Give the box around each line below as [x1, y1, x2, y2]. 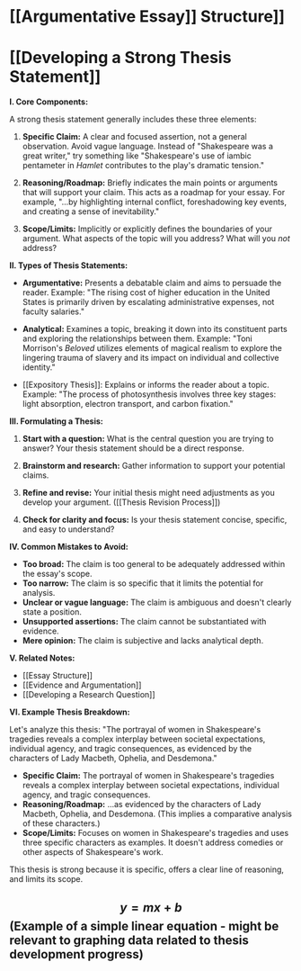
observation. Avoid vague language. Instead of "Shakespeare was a [22, 141, 274, 152]
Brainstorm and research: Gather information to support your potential [22, 461, 286, 472]
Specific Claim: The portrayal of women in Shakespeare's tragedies [22, 770, 275, 781]
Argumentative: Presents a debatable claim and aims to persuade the [22, 277, 282, 289]
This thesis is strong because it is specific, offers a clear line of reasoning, [9, 864, 285, 875]
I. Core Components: [9, 96, 88, 107]
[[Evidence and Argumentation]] [22, 679, 142, 690]
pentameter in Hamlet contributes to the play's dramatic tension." [22, 160, 265, 171]
